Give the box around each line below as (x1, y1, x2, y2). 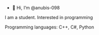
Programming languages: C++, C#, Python (5, 24, 94, 30)
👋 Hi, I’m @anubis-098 (12, 5, 60, 10)
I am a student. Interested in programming (5, 14, 93, 20)
